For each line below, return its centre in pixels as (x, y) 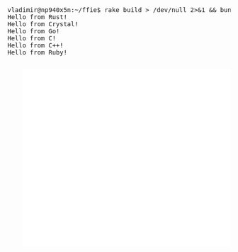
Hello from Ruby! (37, 52)
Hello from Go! (34, 31)
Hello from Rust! (37, 17)
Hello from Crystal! (43, 24)
